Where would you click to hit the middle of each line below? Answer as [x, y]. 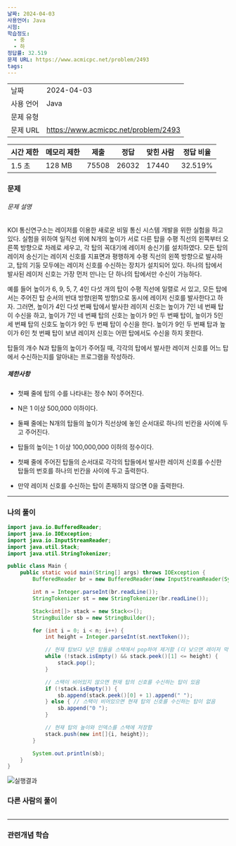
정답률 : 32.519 [27, 54]
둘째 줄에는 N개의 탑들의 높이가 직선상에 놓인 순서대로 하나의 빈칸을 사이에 [119, 423]
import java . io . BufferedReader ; [54, 528]
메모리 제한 [63, 152]
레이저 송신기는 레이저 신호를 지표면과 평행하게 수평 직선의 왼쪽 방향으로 [106, 256]
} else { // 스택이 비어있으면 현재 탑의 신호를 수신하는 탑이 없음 [130, 702]
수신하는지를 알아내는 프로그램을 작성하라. [78, 356]
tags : [15, 66]
